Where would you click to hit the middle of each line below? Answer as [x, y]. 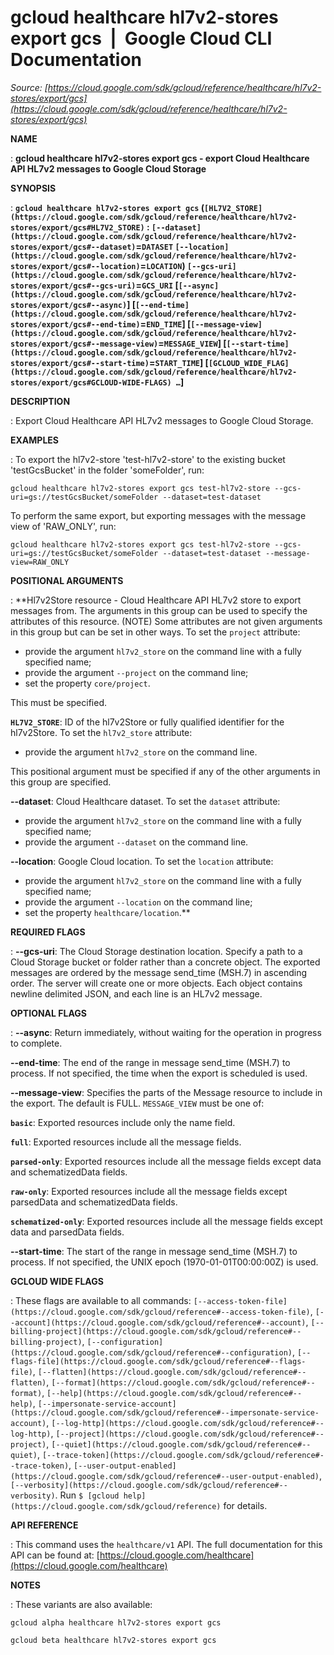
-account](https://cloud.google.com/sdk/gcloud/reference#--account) [158, 1322]
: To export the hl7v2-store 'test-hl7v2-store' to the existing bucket [148, 459]
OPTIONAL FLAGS [48, 1013]
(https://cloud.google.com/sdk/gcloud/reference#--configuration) [151, 1352]
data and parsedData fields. [67, 1232]
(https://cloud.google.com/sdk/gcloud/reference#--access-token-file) [160, 1312]
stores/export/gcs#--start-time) [80, 363]
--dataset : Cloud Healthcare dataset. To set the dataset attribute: [145, 801]
